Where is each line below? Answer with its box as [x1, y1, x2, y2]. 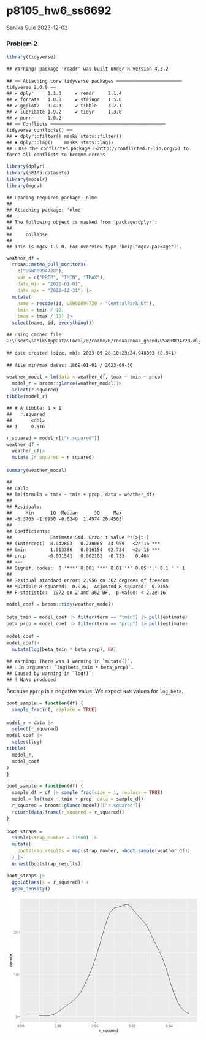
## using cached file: [6, 332, 64, 338]
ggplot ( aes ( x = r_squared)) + [12, 879, 89, 885]
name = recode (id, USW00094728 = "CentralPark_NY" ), [17, 300, 155, 307]
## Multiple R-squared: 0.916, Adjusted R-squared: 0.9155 [6, 584, 169, 590]
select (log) [12, 739, 43, 745]
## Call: [6, 485, 29, 491]
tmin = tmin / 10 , [17, 307, 64, 313]
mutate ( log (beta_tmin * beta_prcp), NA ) [12, 647, 116, 653]
